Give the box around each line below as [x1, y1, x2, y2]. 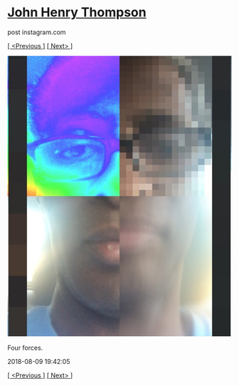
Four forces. [7, 343, 43, 353]
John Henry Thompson [7, 4, 147, 21]
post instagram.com [7, 28, 66, 36]
